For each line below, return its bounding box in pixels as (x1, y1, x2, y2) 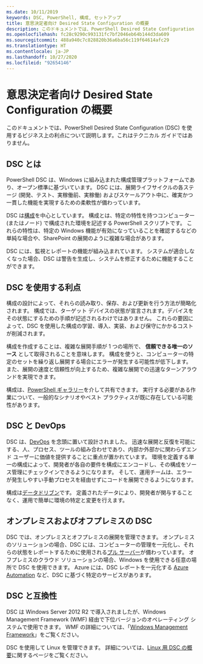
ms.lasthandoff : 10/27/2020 (6, 54, 78, 60)
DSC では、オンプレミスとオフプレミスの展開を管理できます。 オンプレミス (6, 533, 195, 541)
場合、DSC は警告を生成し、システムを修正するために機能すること (27, 255, 194, 262)
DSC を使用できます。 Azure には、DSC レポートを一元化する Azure (18, 563, 189, 571)
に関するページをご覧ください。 (12, 651, 92, 659)
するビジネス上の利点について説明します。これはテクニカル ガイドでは (11, 132, 188, 139)
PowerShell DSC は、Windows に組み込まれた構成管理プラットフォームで (6, 176, 190, 183)
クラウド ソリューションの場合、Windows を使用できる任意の (38, 556, 192, 563)
